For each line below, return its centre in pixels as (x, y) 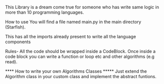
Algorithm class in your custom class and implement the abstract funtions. (81, 76)
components (18, 42)
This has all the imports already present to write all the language (71, 37)
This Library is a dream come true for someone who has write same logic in (82, 7)
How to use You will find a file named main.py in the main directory (73, 22)
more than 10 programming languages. (45, 12)
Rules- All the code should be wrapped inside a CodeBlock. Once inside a (81, 51)
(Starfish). (15, 27)
